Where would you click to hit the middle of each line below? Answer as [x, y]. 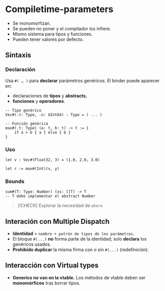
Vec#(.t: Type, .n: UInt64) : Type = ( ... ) [54, 114]
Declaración [20, 70]
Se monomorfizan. [32, 23]
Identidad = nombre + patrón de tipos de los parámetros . [73, 234]
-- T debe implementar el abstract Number [50, 196]
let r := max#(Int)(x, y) [32, 168]
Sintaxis [18, 55]
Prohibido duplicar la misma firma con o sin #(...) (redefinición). [81, 250]
